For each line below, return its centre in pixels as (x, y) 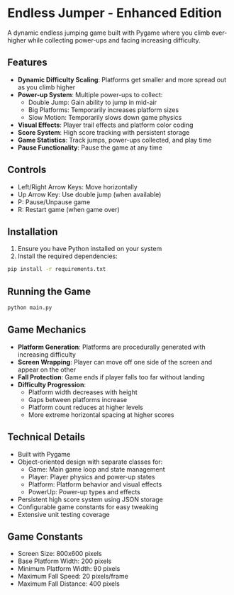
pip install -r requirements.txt (57, 269)
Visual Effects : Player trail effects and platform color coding (105, 125)
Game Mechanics (47, 330)
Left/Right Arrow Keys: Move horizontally (78, 187)
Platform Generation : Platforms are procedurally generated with (111, 347)
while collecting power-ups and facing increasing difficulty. (114, 40)
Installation (33, 232)
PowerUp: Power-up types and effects (84, 491)
